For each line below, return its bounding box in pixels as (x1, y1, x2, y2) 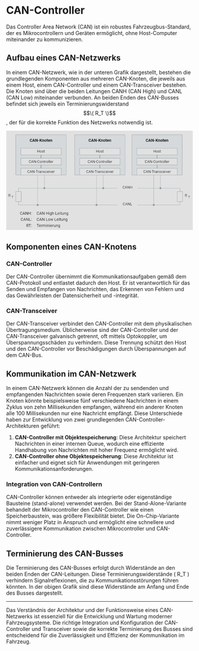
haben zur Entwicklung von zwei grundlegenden (6, 416, 124, 423)
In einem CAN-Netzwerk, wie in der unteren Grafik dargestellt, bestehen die (6, 69, 191, 76)
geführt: (40, 422, 60, 430)
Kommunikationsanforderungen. (14, 465, 94, 473)
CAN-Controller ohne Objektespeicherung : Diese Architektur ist (14, 453, 174, 460)
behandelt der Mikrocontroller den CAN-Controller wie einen (6, 506, 154, 513)
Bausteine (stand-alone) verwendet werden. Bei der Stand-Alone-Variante (6, 500, 187, 507)
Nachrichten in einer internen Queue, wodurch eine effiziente (14, 440, 165, 448)
